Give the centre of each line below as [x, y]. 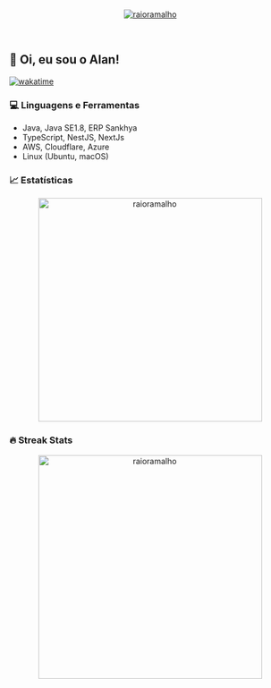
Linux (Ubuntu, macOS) [65, 157]
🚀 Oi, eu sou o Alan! [64, 59]
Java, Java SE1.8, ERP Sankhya [80, 128]
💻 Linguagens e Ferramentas [75, 105]
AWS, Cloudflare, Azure [66, 147]
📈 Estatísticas [41, 181]
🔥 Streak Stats [41, 440]
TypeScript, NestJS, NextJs [73, 138]
